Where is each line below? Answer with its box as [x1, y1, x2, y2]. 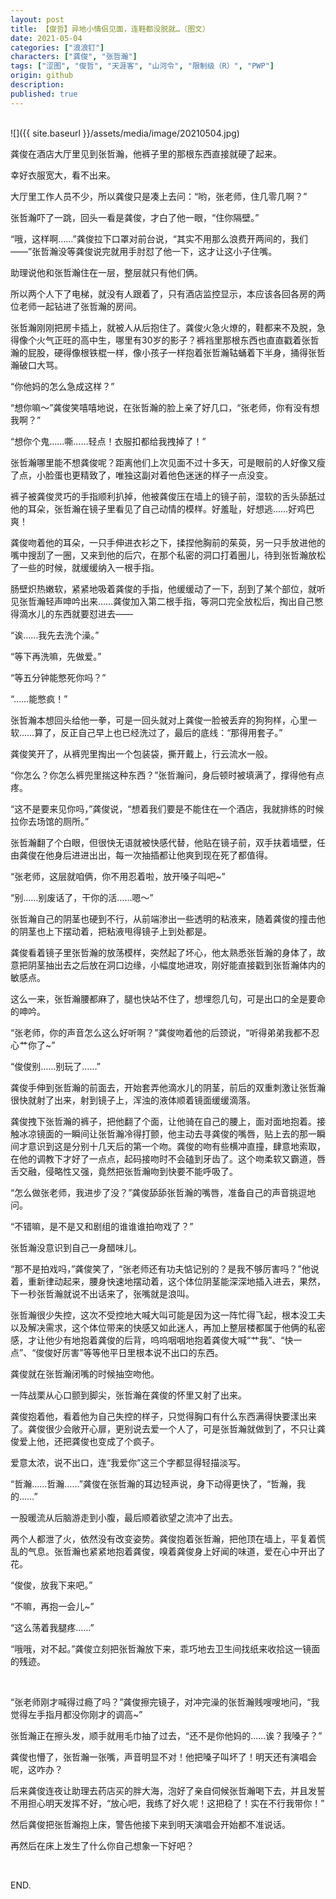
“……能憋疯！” [10, 692, 68, 705]
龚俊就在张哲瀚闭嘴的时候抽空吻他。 [10, 1367, 160, 1380]
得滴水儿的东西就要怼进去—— [10, 607, 133, 620]
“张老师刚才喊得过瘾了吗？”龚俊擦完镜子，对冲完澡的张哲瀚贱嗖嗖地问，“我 [10, 1696, 320, 1708]
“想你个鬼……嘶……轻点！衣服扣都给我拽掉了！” [10, 435, 207, 447]
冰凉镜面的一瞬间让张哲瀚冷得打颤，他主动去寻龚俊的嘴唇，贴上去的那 [18, 1127, 308, 1140]
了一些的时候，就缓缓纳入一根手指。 [10, 561, 160, 573]
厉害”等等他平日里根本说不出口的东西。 [61, 1346, 224, 1358]
